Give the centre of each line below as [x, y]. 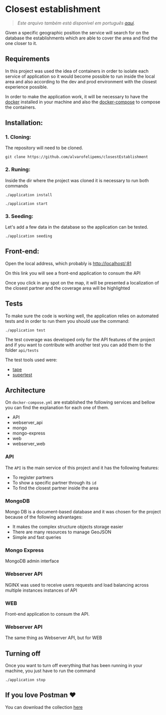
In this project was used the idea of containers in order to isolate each [77, 71]
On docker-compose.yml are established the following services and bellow [80, 402]
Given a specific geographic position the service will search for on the [77, 32]
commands [17, 186]
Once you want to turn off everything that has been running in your [74, 666]
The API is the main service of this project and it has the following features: [82, 468]
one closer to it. [21, 43]
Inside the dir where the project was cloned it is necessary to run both [77, 180]
